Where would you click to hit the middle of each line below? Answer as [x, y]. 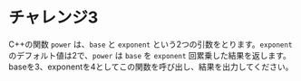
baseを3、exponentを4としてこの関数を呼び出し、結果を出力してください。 [151, 67]
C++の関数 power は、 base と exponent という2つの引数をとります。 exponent [150, 44]
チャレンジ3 [53, 18]
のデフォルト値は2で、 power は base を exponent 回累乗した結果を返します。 [150, 55]
